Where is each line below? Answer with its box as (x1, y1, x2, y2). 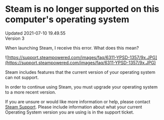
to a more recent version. (5, 89, 57, 95)
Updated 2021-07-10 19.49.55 (5, 30, 66, 36)
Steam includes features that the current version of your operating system (5, 69, 156, 75)
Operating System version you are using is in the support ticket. (5, 109, 134, 115)
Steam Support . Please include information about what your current (5, 104, 142, 110)
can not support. (5, 74, 39, 80)
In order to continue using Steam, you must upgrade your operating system (5, 84, 158, 90)
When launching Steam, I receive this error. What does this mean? (5, 45, 139, 51)
